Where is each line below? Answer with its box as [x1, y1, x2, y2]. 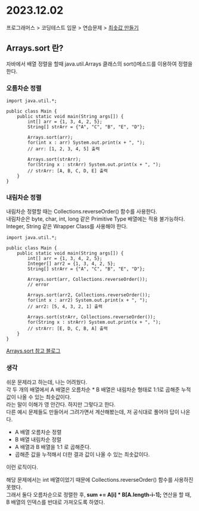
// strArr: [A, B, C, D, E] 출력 [27, 168, 108, 174]
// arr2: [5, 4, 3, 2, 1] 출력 [27, 303, 103, 310]
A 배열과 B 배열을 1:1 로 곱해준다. [14, 443, 91, 450]
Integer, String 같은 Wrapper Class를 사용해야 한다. [6, 223, 128, 230]
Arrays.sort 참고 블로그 [6, 347, 61, 355]
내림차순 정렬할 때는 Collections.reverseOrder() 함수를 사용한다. [6, 208, 157, 215]
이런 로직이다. [6, 463, 39, 470]
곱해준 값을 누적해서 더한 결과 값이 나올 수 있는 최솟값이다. [14, 451, 150, 458]
